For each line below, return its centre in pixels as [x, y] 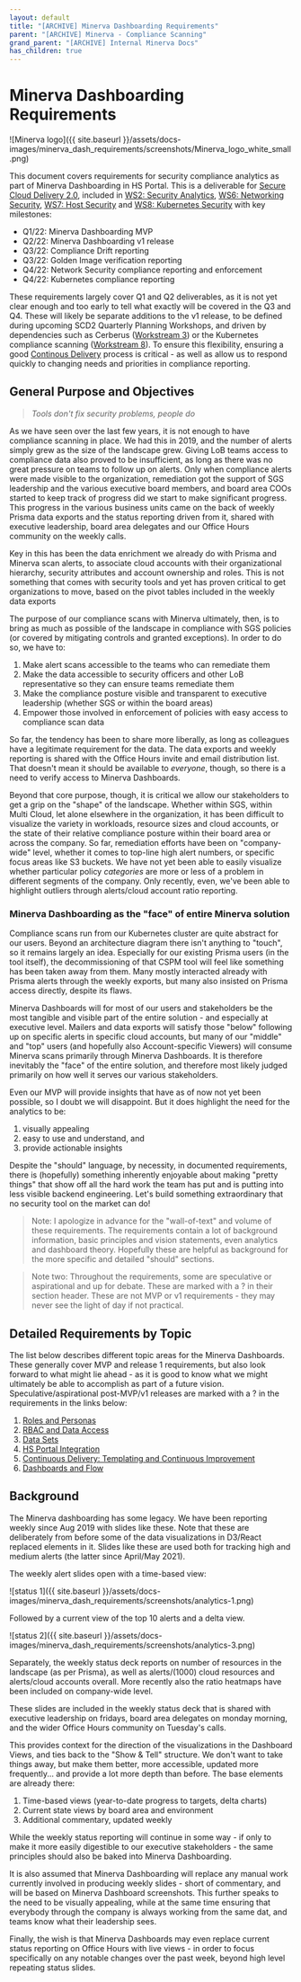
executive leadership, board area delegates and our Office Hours [129, 526]
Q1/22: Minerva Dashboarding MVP [88, 232]
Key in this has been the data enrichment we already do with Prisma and [143, 553]
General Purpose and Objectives [102, 392]
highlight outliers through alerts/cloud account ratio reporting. [124, 890]
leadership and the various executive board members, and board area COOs [150, 488]
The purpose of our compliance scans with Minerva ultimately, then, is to [145, 618]
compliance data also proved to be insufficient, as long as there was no [141, 459]
